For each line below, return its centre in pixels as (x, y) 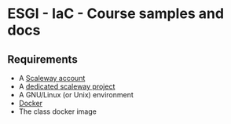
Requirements (42, 59)
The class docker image (58, 111)
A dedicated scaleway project (67, 86)
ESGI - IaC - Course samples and (116, 14)
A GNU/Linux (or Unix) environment (76, 95)
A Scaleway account (52, 78)
